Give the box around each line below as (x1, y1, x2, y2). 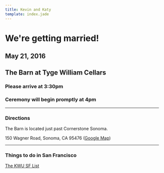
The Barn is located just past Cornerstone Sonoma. (5, 125, 108, 132)
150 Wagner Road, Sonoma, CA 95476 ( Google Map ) (5, 135, 111, 141)
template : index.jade (5, 12, 49, 17)
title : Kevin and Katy (5, 7, 51, 12)
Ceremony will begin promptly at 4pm (5, 96, 97, 103)
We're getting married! (5, 33, 99, 44)
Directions (5, 115, 30, 121)
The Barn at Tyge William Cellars (5, 69, 106, 77)
